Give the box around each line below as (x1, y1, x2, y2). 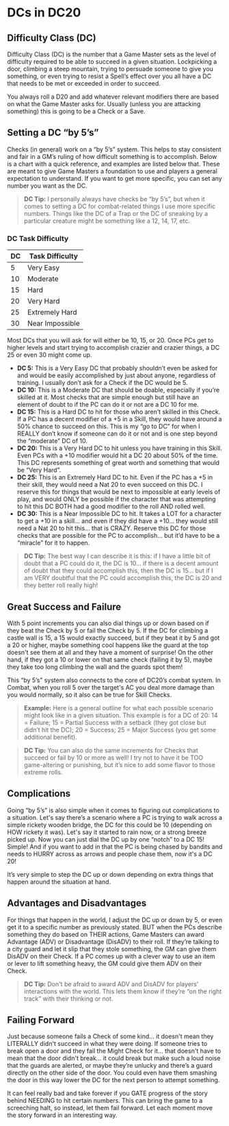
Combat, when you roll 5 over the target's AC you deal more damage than (7, 683, 215, 691)
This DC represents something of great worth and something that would (16, 459, 220, 467)
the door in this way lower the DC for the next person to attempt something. (7, 1076, 220, 1084)
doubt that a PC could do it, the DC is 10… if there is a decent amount (23, 560, 219, 568)
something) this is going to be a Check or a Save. (7, 108, 146, 115)
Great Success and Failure (7, 601, 122, 612)
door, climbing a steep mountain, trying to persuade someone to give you (7, 65, 214, 73)
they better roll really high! (23, 581, 98, 590)
